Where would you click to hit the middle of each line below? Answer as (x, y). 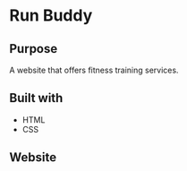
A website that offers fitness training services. (94, 70)
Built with (36, 98)
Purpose (34, 49)
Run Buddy (51, 16)
